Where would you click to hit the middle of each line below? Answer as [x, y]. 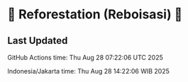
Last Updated [38, 41]
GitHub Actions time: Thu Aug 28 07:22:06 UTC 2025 [85, 57]
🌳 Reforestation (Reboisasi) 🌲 [95, 14]
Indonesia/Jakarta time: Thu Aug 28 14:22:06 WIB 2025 [89, 71]
